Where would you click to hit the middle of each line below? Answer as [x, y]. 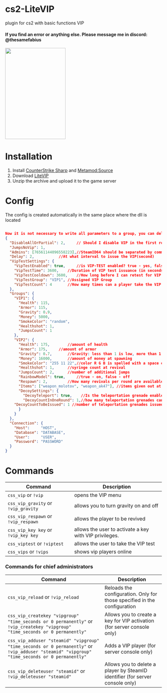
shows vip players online [103, 552]
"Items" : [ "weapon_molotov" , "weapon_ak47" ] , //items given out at [90, 386]
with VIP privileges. [97, 535]
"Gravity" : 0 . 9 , [35, 312]
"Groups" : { [22, 294]
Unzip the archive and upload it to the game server [64, 181]
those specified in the [129, 600]
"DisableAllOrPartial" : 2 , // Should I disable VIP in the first [83, 243]
